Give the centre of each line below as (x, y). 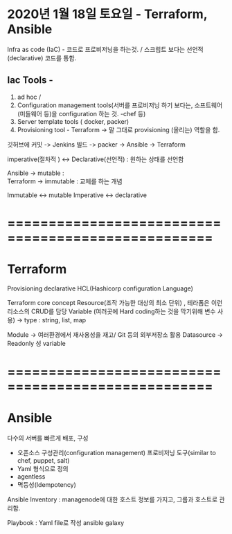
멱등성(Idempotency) (46, 485)
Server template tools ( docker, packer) (73, 121)
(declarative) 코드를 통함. (42, 58)
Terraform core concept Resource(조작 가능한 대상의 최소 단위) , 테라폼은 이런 (115, 302)
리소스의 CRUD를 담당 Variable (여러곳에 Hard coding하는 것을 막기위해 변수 (111, 311)
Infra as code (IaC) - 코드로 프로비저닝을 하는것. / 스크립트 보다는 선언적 (105, 49)
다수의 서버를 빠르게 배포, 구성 (48, 438)
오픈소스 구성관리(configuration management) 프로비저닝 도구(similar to (116, 453)
